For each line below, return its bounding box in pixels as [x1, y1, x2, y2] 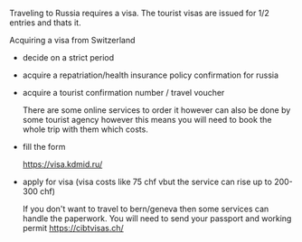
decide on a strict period [22, 52, 115, 62]
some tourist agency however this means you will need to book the [22, 115, 272, 125]
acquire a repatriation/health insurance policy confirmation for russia [22, 70, 278, 80]
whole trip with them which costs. [22, 124, 149, 135]
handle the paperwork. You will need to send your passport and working [22, 213, 292, 224]
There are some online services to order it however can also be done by [22, 105, 291, 116]
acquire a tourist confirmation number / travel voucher [22, 88, 225, 98]
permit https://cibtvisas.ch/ [22, 223, 124, 233]
